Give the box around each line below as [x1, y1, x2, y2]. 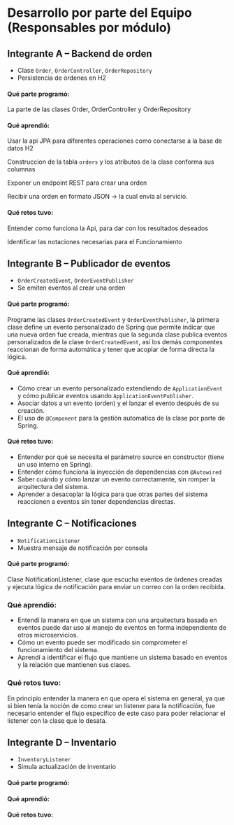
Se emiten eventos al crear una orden [17, 283, 126, 292]
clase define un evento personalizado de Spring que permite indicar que [7, 323, 215, 331]
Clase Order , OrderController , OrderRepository [17, 66, 152, 74]
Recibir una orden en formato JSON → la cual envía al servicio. [7, 192, 188, 201]
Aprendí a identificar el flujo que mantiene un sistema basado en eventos [17, 653, 228, 662]
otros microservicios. [17, 631, 79, 640]
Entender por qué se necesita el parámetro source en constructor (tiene [17, 453, 225, 461]
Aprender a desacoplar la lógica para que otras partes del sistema [17, 490, 208, 498]
